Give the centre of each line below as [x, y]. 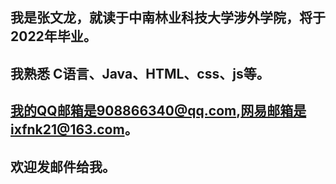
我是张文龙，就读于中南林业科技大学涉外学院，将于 [168, 18]
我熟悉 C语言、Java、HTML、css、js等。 [140, 73]
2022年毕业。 [53, 36]
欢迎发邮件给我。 [63, 166]
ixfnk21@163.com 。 [74, 129]
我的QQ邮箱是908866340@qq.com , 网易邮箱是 [158, 111]
